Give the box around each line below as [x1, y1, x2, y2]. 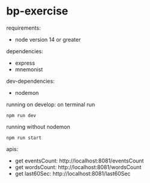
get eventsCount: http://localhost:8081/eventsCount [14, 157, 144, 164]
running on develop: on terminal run [6, 101, 95, 108]
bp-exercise [6, 4, 69, 18]
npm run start [6, 135, 42, 141]
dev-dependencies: [6, 77, 55, 85]
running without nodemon [6, 123, 70, 130]
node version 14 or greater [14, 36, 81, 43]
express [14, 59, 35, 66]
